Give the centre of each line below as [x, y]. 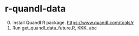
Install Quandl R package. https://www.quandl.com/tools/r [73, 22]
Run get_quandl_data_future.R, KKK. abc [54, 27]
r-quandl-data [35, 9]
